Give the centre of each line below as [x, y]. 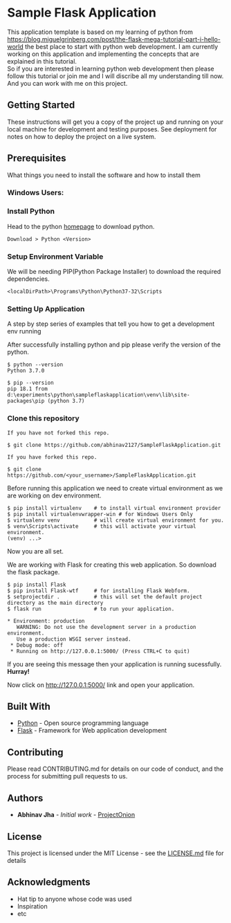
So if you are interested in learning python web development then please [111, 68]
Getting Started [41, 105]
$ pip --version [30, 383]
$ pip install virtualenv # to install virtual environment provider [114, 508]
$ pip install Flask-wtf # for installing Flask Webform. [99, 591]
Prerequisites [37, 158]
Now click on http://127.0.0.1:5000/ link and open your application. [101, 685]
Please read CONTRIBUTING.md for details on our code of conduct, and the [115, 769]
